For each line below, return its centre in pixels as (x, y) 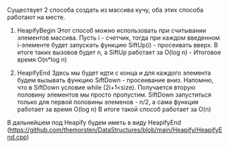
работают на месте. (36, 17)
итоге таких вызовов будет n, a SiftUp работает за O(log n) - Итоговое (119, 52)
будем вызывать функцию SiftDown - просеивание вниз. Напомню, (115, 80)
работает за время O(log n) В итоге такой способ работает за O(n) (114, 109)
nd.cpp (17, 137)
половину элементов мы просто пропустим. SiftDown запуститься (114, 95)
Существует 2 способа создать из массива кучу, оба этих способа (105, 10)
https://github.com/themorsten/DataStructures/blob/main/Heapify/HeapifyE (116, 130)
